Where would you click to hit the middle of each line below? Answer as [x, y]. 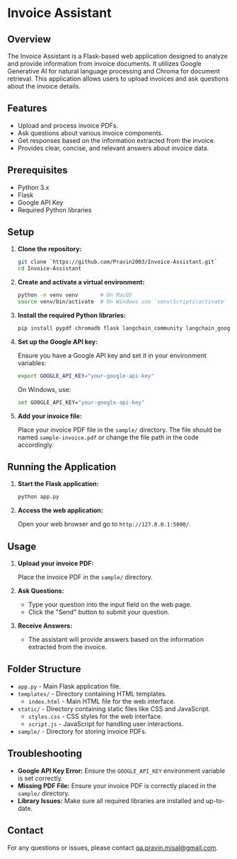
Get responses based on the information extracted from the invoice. [116, 140]
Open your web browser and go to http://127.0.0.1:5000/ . [104, 524]
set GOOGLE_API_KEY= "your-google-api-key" [81, 402]
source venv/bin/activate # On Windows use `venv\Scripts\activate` [122, 302]
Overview [29, 39]
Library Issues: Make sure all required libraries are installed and [111, 800]
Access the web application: [60, 510]
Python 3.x [33, 187]
